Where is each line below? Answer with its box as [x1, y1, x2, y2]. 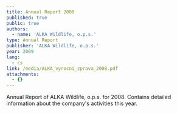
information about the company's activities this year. [6, 100, 138, 107]
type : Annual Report [6, 37, 59, 43]
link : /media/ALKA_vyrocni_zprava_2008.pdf [6, 65, 119, 72]
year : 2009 [6, 49, 34, 55]
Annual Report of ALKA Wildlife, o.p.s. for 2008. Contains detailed [6, 94, 172, 101]
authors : [6, 26, 29, 32]
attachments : [6, 71, 40, 77]
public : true [6, 20, 40, 26]
